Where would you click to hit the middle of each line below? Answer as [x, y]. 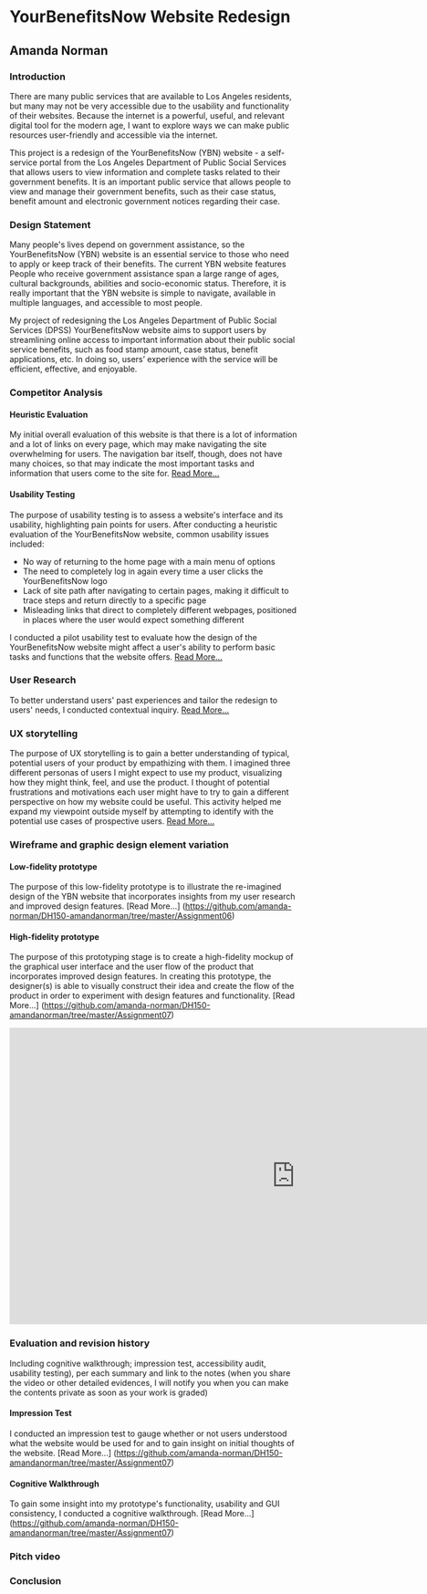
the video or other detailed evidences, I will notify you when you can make [149, 1382]
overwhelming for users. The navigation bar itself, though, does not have [146, 454]
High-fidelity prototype [55, 936]
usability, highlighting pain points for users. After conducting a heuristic [144, 524]
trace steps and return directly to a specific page [115, 600]
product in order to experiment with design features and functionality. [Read [152, 995]
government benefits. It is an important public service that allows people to [151, 182]
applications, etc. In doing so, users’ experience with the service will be [144, 359]
